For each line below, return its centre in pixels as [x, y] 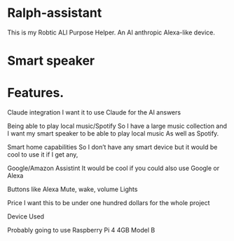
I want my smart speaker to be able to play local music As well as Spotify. [113, 133]
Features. [36, 93]
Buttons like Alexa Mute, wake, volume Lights [73, 189]
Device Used [26, 216]
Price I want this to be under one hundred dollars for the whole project [109, 203]
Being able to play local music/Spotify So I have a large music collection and [117, 126]
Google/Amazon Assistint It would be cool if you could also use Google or [113, 168]
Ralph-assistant [55, 13]
